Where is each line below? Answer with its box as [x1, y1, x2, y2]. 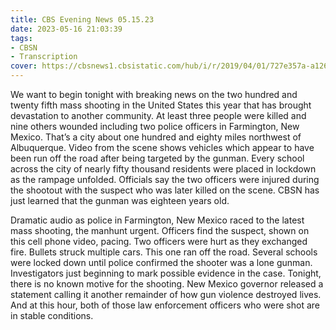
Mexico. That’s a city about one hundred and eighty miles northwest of [10, 131, 302, 143]
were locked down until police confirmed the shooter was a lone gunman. [10, 257, 313, 268]
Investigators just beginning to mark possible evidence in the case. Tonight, [10, 267, 322, 279]
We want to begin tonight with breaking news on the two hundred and [10, 89, 298, 100]
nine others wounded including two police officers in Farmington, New [10, 121, 300, 132]
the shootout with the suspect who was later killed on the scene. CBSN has [10, 184, 320, 196]
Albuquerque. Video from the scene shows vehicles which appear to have [10, 142, 315, 153]
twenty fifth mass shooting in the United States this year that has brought [10, 99, 312, 111]
